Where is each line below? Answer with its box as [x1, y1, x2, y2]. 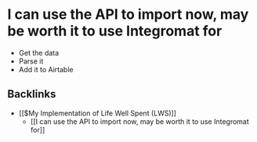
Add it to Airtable [18, 64, 74, 74]
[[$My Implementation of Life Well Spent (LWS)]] [18, 108, 177, 118]
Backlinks [7, 88, 56, 101]
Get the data [18, 48, 60, 57]
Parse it [18, 56, 44, 66]
